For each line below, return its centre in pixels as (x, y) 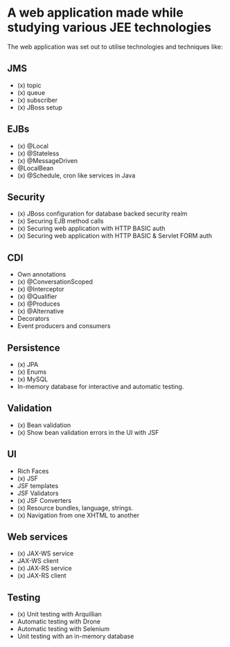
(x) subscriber (37, 100)
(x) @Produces (38, 304)
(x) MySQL (33, 379)
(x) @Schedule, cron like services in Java (76, 175)
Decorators (33, 319)
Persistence (34, 348)
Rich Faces (33, 471)
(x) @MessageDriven (47, 160)
